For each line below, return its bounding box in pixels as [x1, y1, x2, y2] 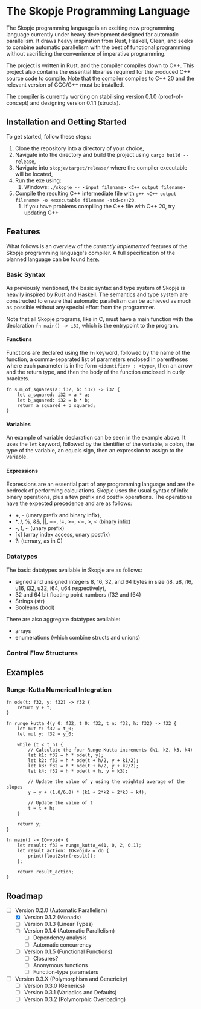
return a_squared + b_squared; [17, 403, 96, 409]
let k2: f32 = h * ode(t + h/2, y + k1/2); [28, 758, 139, 764]
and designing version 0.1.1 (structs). [30, 99, 121, 107]
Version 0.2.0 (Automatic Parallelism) [14, 907, 107, 914]
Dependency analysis [33, 934, 87, 941]
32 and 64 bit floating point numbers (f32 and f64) [14, 591, 141, 598]
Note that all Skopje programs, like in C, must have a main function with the [6, 315, 193, 322]
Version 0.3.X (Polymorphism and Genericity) [14, 975, 128, 982]
